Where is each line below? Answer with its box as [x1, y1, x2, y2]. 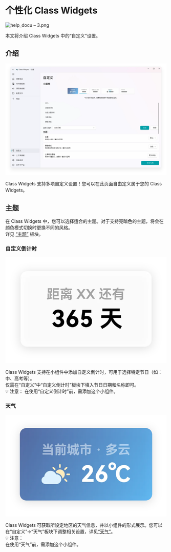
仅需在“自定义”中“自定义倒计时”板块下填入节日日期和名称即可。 [5, 382, 139, 388]
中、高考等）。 [5, 375, 35, 382]
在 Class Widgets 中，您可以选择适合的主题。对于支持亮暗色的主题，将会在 [5, 218, 164, 224]
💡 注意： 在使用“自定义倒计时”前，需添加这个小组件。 [5, 388, 119, 394]
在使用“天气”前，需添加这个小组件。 [5, 541, 81, 547]
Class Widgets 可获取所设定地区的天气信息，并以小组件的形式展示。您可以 [5, 522, 163, 528]
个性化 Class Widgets [5, 5, 98, 16]
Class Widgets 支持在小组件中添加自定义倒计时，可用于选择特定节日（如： [5, 369, 163, 375]
